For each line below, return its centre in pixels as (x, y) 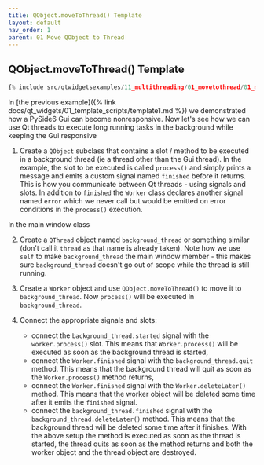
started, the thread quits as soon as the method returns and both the (142, 444)
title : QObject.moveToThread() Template (75, 15)
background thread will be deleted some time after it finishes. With (139, 427)
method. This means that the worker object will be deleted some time (143, 394)
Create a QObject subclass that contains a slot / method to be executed (134, 151)
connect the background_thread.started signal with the (120, 335)
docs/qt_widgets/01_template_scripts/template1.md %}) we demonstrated (127, 110)
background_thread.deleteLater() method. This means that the (133, 419)
